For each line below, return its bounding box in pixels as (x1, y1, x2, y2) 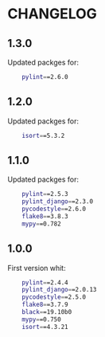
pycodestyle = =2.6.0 (21, 205, 87, 214)
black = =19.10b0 (21, 308, 72, 316)
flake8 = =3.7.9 (21, 300, 68, 309)
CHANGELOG (7, 5, 97, 23)
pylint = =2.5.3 (21, 190, 68, 198)
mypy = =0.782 (21, 220, 61, 228)
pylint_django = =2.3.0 (21, 198, 93, 206)
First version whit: (7, 263, 66, 272)
